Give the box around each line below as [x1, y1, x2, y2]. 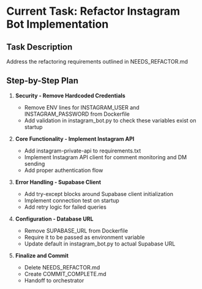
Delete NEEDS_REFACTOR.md [24, 263, 100, 271]
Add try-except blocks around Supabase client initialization [24, 190, 173, 197]
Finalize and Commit [15, 252, 69, 259]
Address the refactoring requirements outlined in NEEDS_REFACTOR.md [6, 58, 189, 65]
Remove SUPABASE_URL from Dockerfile [24, 227, 129, 234]
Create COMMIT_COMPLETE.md [24, 270, 107, 277]
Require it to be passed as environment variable [24, 233, 145, 241]
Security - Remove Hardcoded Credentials [15, 92, 125, 99]
